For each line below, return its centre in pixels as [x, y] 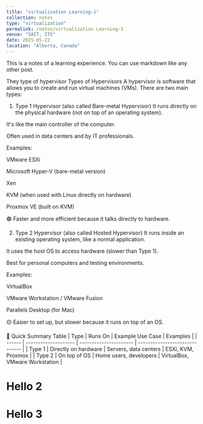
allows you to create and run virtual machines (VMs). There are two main [97, 87]
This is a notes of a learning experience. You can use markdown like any [97, 63]
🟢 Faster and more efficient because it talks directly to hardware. [88, 219]
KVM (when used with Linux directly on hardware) [69, 194]
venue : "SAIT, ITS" [31, 35]
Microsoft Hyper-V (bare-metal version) [56, 171]
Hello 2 [24, 387]
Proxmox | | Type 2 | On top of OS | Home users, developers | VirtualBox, [98, 355]
